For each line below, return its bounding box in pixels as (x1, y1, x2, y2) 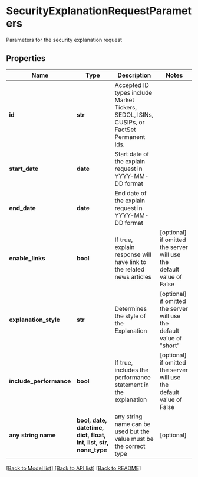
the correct (114, 442, 146, 450)
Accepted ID (114, 81, 149, 89)
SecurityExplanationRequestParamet (6, 4, 192, 18)
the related (114, 265, 145, 273)
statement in (114, 381, 149, 389)
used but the (114, 427, 150, 436)
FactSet (114, 125, 136, 134)
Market (114, 96, 134, 104)
